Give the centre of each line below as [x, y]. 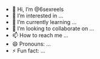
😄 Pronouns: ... [32, 44]
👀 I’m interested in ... [38, 16]
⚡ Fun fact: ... [28, 51]
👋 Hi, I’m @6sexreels [38, 9]
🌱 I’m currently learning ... [44, 22]
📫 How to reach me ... [40, 35]
